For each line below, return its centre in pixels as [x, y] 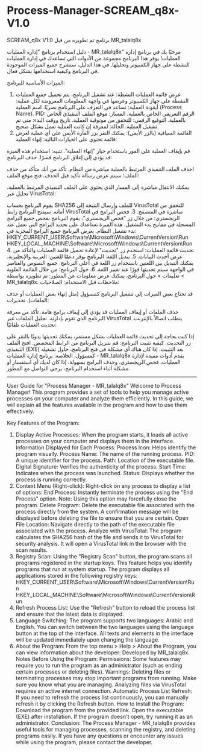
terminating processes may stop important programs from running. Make [106, 678]
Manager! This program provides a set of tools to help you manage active [98, 392]
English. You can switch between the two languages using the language [105, 627]
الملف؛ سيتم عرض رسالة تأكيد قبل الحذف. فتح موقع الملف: [73, 175]
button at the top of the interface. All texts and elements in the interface [104, 633]
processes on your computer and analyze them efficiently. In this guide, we [100, 398]
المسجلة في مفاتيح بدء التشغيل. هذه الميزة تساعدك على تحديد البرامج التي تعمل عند [101, 224]
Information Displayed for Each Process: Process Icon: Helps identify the [106, 447]
